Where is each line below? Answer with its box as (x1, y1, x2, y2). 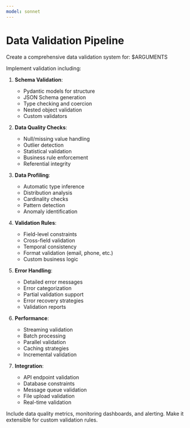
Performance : (14, 315, 49, 322)
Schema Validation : (14, 76, 63, 83)
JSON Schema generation (23, 93, 87, 100)
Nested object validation (23, 106, 82, 113)
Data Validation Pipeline (6, 33, 125, 47)
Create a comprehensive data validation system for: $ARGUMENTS (6, 53, 168, 60)
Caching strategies (23, 345, 69, 352)
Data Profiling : (14, 171, 51, 178)
